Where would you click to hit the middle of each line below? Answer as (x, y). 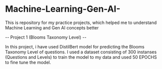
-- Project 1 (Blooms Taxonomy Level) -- (46, 37)
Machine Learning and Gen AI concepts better (52, 27)
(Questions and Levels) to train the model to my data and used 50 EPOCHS (81, 57)
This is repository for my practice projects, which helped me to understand (81, 23)
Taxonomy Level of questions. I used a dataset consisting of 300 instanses (81, 52)
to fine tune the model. (28, 62)
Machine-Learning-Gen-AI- (63, 9)
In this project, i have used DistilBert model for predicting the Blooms (75, 46)
